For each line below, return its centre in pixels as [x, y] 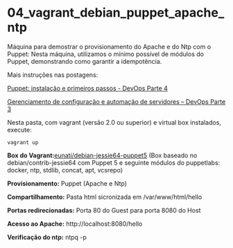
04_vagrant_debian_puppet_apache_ [116, 13]
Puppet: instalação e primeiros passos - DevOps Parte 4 [88, 88]
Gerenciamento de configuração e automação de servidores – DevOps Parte [116, 101]
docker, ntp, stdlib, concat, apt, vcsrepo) [65, 170]
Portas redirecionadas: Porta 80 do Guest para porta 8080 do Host [104, 210]
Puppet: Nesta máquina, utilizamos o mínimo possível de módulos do [106, 54]
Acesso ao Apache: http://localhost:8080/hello [75, 224]
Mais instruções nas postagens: [53, 75]
